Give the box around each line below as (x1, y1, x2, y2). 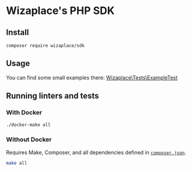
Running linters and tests (6, 91, 99, 101)
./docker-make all (6, 121, 51, 128)
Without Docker (6, 135, 52, 144)
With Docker (6, 109, 43, 117)
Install (6, 27, 29, 37)
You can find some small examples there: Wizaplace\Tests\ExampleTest (6, 74, 178, 81)
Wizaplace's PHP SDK (6, 4, 115, 18)
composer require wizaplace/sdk (6, 43, 85, 48)
